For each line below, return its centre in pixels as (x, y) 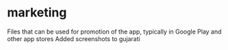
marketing (37, 13)
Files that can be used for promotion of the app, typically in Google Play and (114, 32)
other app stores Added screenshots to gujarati (74, 38)
